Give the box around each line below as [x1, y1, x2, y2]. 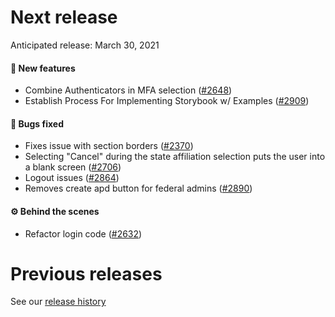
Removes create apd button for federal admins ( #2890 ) [24, 182, 253, 195]
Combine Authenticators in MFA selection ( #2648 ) [24, 84, 233, 96]
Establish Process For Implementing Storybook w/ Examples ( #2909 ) [24, 95, 310, 107]
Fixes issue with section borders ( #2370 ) [24, 140, 194, 152]
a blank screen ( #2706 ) [24, 161, 122, 173]
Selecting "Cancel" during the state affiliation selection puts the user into [24, 151, 326, 163]
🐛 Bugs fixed [10, 117, 64, 130]
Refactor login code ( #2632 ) [24, 227, 143, 240]
